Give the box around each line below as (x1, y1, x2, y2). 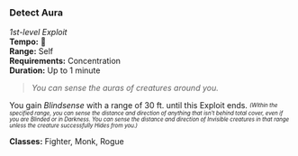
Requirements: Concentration (9, 56, 122, 67)
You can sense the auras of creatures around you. (31, 83, 219, 94)
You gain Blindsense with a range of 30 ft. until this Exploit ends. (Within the (9, 100, 278, 111)
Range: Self (9, 46, 54, 57)
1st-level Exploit (9, 27, 68, 38)
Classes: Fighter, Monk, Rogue (9, 136, 124, 147)
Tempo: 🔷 (9, 36, 47, 47)
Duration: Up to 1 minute (9, 65, 101, 76)
